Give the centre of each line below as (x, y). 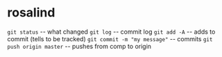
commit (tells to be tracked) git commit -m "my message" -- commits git (110, 38)
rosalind (31, 13)
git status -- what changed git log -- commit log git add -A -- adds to (111, 32)
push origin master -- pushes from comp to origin (79, 46)
